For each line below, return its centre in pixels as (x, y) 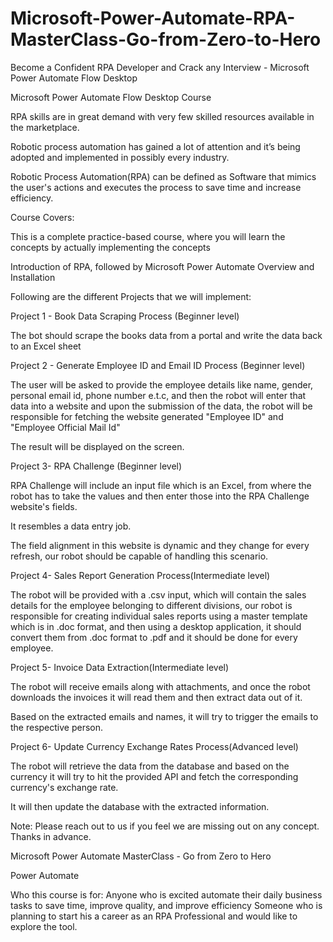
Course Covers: (42, 217)
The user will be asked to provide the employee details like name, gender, (162, 384)
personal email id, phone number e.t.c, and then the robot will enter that (158, 395)
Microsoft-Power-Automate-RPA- (153, 18)
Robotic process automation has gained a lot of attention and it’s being (155, 146)
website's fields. (44, 506)
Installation (33, 277)
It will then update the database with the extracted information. (140, 806)
